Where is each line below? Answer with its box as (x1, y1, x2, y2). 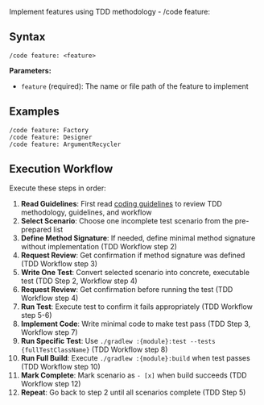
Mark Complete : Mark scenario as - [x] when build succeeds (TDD (20, 370, 248, 380)
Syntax (9, 30, 46, 44)
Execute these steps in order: (9, 183, 107, 193)
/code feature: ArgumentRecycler (9, 140, 122, 148)
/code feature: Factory (9, 126, 89, 134)
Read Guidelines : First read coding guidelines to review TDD (20, 199, 222, 209)
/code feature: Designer (9, 133, 93, 141)
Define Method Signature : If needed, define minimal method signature (20, 233, 256, 243)
